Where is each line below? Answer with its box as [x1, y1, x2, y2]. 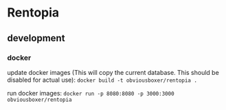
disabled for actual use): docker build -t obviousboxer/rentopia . [7, 76, 198, 84]
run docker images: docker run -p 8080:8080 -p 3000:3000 [7, 89, 174, 97]
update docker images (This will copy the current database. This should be [7, 68, 220, 76]
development [7, 32, 65, 44]
